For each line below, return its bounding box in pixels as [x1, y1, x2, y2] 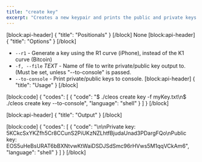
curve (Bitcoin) [15, 56, 53, 63]
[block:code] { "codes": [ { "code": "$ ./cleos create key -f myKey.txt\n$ [6, 93, 187, 100]
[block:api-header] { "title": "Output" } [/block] [6, 111, 123, 118]
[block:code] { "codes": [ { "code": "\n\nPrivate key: [6, 123, 136, 130]
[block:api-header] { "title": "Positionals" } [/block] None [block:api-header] [6, 31, 195, 38]
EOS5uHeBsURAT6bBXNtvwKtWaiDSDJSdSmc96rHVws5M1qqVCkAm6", [6, 142, 189, 149]
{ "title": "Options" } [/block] [6, 37, 77, 45]
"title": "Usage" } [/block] [15, 81, 79, 88]
